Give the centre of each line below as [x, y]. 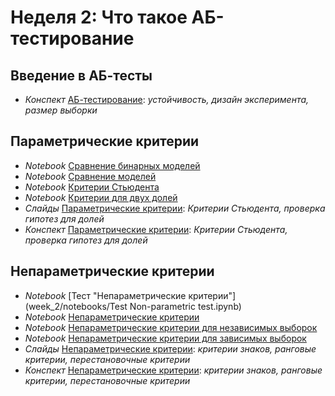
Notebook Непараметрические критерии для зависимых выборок [165, 338]
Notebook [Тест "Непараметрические [105, 295]
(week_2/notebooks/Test [76, 306]
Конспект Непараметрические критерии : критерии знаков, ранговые [173, 370]
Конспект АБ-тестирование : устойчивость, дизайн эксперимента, [167, 99]
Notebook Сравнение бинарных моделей [112, 165]
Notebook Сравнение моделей [90, 176]
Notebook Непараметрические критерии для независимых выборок [171, 327]
